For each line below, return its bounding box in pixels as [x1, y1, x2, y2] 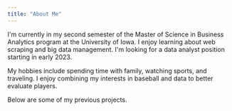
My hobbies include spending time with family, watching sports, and [7, 66, 208, 75]
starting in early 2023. [7, 53, 73, 61]
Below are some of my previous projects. [7, 95, 127, 104]
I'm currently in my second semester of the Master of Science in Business [7, 30, 224, 38]
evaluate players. [7, 81, 58, 90]
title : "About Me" [7, 10, 62, 18]
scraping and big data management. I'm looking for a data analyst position [7, 45, 226, 53]
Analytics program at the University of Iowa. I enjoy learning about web [7, 37, 216, 46]
